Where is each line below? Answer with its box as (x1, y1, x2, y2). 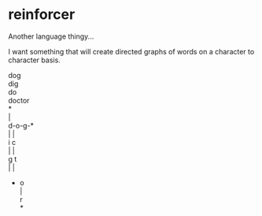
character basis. (8, 55, 61, 65)
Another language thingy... (8, 32, 94, 41)
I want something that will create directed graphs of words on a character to (8, 47, 255, 56)
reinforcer (8, 6, 76, 24)
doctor (8, 95, 30, 105)
